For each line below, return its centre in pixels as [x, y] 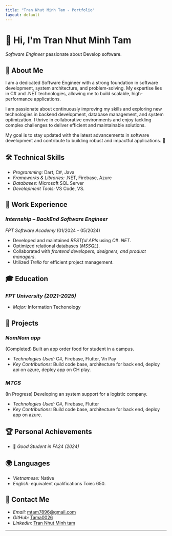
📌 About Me [24, 70]
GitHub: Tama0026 [33, 517]
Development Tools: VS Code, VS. [48, 189]
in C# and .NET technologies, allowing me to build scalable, [68, 94]
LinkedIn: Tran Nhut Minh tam [44, 523]
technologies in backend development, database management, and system [84, 114]
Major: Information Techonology [47, 307]
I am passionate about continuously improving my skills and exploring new [84, 109]
